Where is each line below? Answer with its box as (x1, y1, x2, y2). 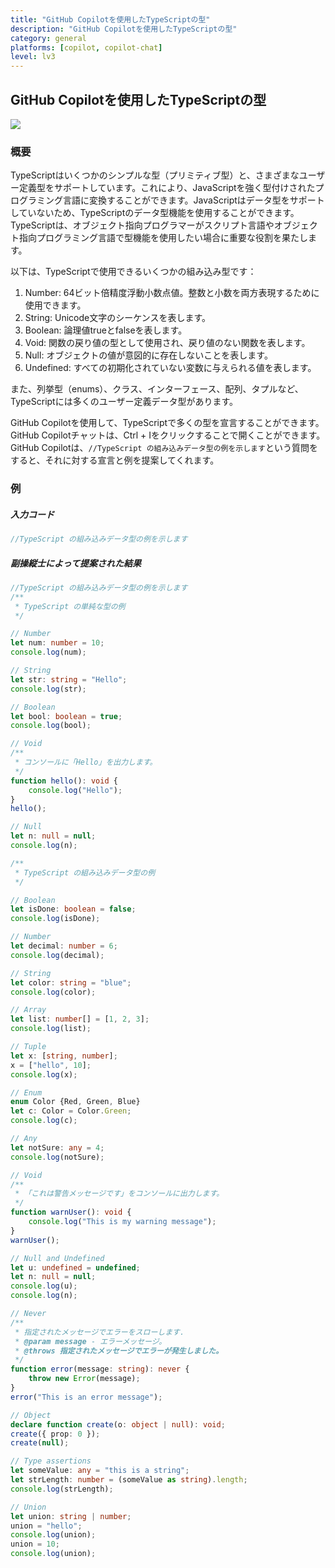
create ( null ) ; (10, 1438, 70, 1448)
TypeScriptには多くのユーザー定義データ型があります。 (10, 396, 239, 408)
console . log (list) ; (10, 1024, 92, 1034)
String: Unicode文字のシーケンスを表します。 (24, 312, 212, 324)
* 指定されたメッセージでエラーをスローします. (14, 1327, 185, 1337)
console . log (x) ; (10, 1069, 78, 1080)
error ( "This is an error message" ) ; (10, 1392, 163, 1402)
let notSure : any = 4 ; (10, 1142, 105, 1153)
